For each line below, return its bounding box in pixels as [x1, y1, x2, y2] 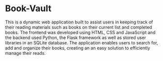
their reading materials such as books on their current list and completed [5, 24, 152, 30]
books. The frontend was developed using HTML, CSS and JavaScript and [5, 29, 156, 35]
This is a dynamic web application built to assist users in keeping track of [5, 19, 153, 25]
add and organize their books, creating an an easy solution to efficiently [5, 45, 151, 51]
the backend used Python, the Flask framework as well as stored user [5, 35, 146, 41]
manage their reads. [5, 50, 46, 56]
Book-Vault [5, 3, 52, 14]
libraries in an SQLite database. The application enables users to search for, [5, 40, 159, 45]
